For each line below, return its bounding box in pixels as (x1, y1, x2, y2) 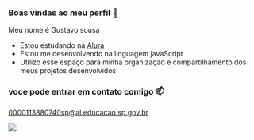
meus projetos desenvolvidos (19, 66, 117, 76)
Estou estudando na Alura (19, 41, 105, 50)
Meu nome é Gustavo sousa (8, 25, 100, 35)
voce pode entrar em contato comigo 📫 (8, 87, 165, 98)
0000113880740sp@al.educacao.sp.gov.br (8, 107, 149, 117)
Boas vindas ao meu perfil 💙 (8, 7, 118, 18)
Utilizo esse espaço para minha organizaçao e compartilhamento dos (19, 57, 247, 67)
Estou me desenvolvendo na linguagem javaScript (19, 49, 184, 59)
